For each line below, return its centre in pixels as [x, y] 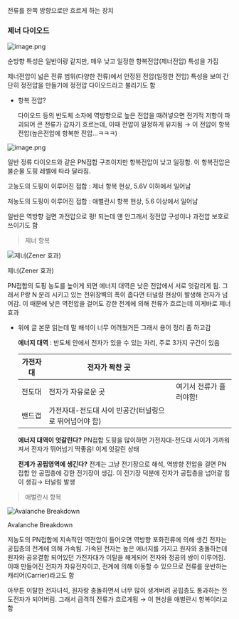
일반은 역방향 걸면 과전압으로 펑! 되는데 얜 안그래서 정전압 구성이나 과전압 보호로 [118, 216]
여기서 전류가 [196, 386]
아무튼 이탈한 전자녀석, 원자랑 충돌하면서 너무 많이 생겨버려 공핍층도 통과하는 [114, 591]
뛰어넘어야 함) [79, 421]
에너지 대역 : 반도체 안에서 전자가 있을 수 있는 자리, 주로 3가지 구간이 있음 [119, 343]
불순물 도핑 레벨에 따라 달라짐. [49, 171]
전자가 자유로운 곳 [77, 392]
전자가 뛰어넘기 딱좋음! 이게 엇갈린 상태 [85, 449]
